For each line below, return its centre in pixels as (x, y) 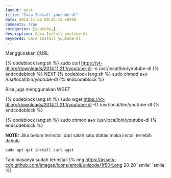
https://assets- (101, 160)
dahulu (13, 141)
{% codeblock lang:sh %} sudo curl (43, 63)
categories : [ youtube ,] (31, 29)
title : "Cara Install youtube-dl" (42, 15)
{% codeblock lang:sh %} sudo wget (44, 99)
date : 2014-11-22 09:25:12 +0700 (41, 19)
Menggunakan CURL (27, 53)
